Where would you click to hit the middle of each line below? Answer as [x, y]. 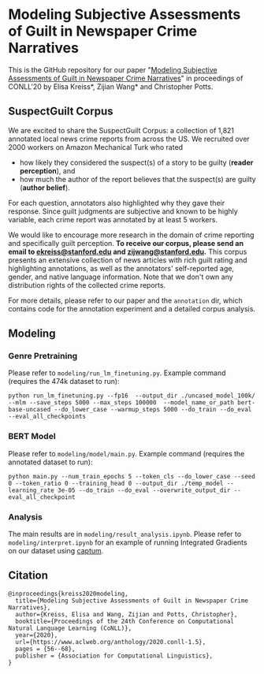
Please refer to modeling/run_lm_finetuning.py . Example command [117, 373]
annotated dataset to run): [50, 462]
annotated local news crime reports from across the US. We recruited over [129, 139]
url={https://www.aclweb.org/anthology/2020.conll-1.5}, [111, 642]
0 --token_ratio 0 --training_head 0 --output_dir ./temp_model [116, 483]
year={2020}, [37, 635]
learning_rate [32, 490]
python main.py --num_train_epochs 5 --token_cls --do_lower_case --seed [132, 476]
